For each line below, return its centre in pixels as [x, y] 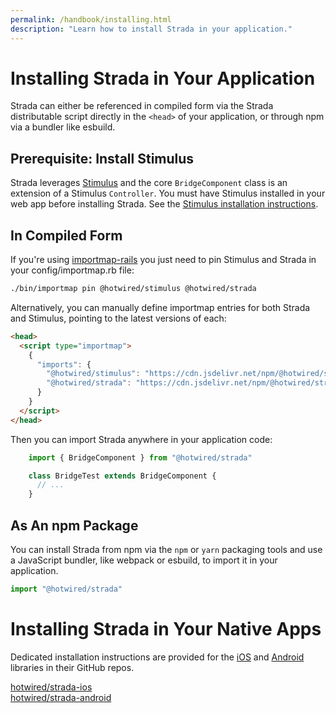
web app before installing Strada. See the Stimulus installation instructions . [164, 204]
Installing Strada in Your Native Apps [166, 629]
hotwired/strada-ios [51, 687]
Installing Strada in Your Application [163, 78]
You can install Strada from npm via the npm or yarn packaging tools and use [166, 549]
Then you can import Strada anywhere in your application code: [141, 439]
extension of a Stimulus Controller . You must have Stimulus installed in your [168, 193]
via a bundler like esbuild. [63, 127]
